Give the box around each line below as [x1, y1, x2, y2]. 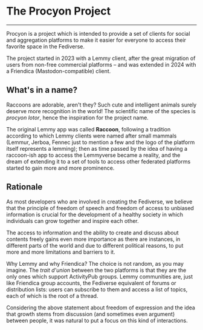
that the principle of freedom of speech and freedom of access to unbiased [6, 204, 195, 211]
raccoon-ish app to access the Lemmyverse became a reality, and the [6, 151, 181, 159]
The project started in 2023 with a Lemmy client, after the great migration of [6, 54, 196, 62]
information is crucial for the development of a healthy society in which [6, 211, 183, 218]
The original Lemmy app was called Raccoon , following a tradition [6, 125, 171, 133]
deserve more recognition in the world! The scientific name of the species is [6, 107, 196, 114]
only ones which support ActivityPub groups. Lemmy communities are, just [6, 272, 193, 280]
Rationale [6, 182, 43, 192]
